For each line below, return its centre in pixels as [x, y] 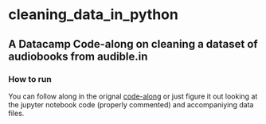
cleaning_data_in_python [94, 15]
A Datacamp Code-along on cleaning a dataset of [133, 44]
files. [16, 113]
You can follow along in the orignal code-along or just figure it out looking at [133, 96]
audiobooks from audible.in [78, 56]
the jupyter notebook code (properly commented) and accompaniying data [131, 104]
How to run [30, 79]
